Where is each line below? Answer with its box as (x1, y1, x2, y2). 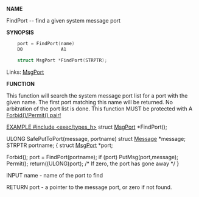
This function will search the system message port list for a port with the (6, 91, 188, 99)
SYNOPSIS (6, 29, 35, 36)
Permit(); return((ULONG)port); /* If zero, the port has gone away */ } (6, 160, 180, 167)
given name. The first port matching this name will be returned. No (6, 98, 173, 106)
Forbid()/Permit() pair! (6, 111, 61, 118)
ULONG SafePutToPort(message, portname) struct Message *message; (6, 135, 186, 142)
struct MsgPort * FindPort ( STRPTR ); (17, 57, 108, 63)
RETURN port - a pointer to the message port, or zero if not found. (6, 183, 172, 191)
